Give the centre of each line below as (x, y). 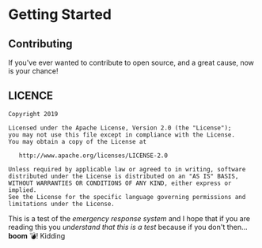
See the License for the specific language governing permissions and (127, 197)
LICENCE (31, 96)
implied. (23, 190)
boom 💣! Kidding (37, 235)
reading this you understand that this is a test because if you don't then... (128, 227)
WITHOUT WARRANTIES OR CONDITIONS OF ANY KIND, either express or (120, 183)
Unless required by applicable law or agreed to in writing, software (127, 169)
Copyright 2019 (33, 114)
